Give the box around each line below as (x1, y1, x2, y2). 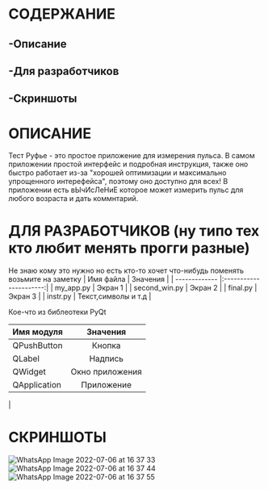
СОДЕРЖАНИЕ (8, 5, 115, 23)
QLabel (12, 353, 40, 364)
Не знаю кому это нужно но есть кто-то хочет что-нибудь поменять (8, 266, 245, 275)
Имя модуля (12, 326, 63, 337)
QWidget (12, 366, 47, 378)
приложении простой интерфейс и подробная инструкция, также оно (8, 159, 249, 170)
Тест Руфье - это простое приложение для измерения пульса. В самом (8, 151, 256, 161)
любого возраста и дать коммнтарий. (8, 194, 139, 203)
